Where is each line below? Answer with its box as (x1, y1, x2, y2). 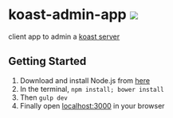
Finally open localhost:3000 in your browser (19, 101, 165, 110)
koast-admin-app (8, 6, 128, 24)
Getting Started (8, 55, 87, 68)
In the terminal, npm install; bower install (19, 84, 165, 93)
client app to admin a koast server (8, 32, 120, 41)
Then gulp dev (19, 93, 68, 102)
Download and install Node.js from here (19, 75, 150, 85)
